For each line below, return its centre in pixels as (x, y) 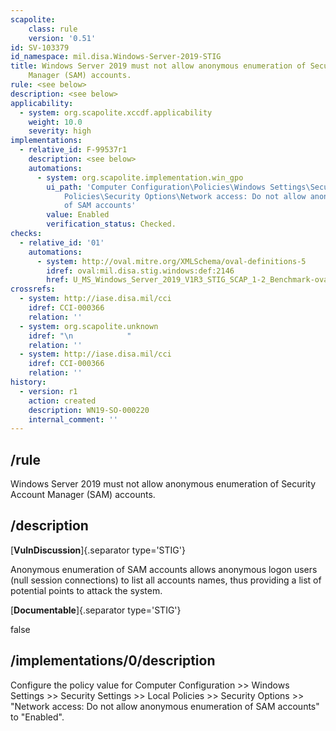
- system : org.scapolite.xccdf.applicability (116, 112)
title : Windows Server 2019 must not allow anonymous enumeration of (158, 66)
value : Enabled (78, 215)
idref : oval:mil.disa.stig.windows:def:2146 (140, 271)
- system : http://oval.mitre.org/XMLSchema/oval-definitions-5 (171, 261)
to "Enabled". (37, 717)
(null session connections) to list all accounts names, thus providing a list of (166, 580)
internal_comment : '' (73, 419)
